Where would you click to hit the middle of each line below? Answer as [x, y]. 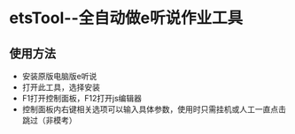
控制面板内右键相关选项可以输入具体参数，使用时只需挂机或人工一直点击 [154, 109]
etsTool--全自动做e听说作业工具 [126, 18]
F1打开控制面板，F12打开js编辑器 [82, 98]
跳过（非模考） [49, 120]
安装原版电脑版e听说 [59, 76]
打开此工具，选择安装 [61, 87]
